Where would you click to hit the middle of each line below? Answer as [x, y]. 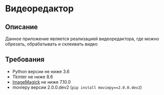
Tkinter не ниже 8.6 [33, 77]
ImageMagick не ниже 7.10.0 [41, 82]
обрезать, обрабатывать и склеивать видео [51, 44]
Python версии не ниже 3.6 [41, 71]
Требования [25, 60]
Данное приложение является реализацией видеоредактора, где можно [82, 39]
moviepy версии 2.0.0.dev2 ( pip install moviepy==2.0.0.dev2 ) [77, 87]
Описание [21, 27]
